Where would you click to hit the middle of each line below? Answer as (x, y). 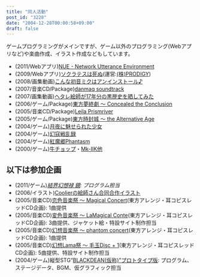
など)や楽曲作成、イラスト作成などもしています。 (72, 54)
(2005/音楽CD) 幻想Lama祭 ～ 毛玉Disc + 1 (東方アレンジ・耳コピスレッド (104, 245)
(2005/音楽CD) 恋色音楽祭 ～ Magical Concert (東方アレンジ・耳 (93, 200)
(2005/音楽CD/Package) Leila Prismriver (64, 112)
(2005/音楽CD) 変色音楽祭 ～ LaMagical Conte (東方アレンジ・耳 (93, 215)
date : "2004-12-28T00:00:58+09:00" (51, 23)
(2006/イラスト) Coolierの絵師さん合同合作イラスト (78, 193)
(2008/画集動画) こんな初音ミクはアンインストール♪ (78, 82)
